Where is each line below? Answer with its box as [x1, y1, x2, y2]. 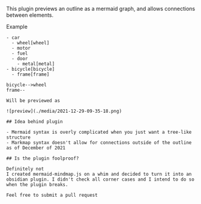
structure [6, 134, 31, 140]
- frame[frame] [11, 71, 50, 77]
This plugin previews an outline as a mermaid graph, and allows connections [6, 5, 196, 12]
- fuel [11, 50, 28, 56]
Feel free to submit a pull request [6, 192, 98, 198]
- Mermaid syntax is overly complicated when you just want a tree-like [6, 129, 192, 135]
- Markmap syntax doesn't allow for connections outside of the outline [6, 140, 192, 146]
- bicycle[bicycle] [6, 66, 55, 72]
